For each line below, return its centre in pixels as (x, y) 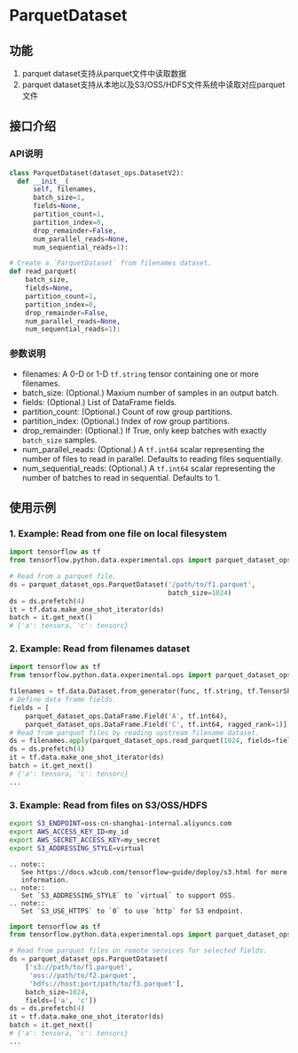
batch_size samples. (59, 440)
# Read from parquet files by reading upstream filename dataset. (134, 733)
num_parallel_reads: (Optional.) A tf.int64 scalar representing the (143, 449)
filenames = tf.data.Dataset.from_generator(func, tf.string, (126, 691)
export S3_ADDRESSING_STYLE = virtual (77, 848)
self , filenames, (65, 189)
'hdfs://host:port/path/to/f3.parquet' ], (106, 984)
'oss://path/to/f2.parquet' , (83, 975)
